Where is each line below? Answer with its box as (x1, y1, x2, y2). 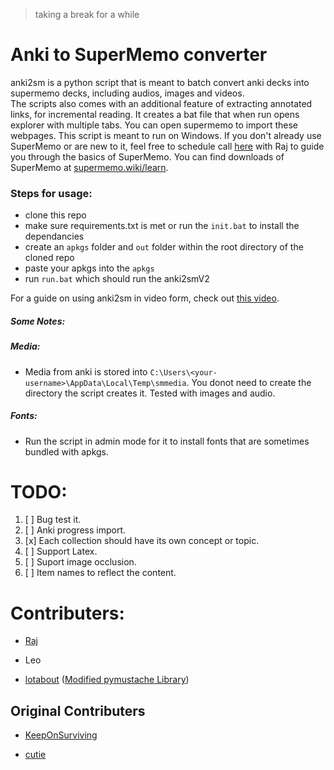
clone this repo (24, 209, 87, 221)
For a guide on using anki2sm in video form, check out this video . (10, 292, 280, 304)
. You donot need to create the (186, 376, 312, 388)
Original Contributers (10, 702, 146, 719)
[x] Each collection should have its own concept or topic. (24, 535, 260, 547)
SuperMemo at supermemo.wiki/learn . (10, 161, 169, 173)
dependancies (24, 230, 85, 243)
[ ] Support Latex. (24, 545, 98, 558)
